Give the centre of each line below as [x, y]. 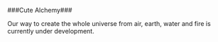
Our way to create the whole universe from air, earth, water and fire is [109, 23]
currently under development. [51, 31]
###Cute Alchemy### [40, 10]
